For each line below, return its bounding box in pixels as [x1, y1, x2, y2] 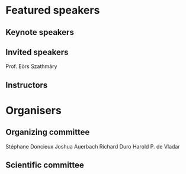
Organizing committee [5, 127, 90, 137]
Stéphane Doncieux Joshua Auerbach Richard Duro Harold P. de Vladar [5, 143, 180, 150]
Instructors [5, 80, 48, 90]
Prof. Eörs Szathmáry [5, 63, 57, 70]
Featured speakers [5, 4, 100, 17]
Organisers [5, 104, 62, 117]
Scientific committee [5, 160, 84, 170]
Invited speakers [5, 47, 69, 57]
